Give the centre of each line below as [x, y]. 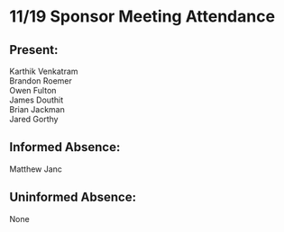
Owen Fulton [33, 90]
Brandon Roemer [41, 81]
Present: [34, 50]
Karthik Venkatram [44, 71]
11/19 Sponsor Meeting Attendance [142, 17]
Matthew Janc [36, 169]
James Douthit [37, 100]
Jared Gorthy [34, 119]
